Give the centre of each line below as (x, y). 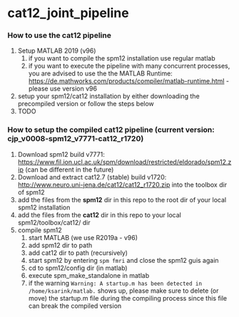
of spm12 (31, 192)
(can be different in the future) (69, 170)
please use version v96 (63, 89)
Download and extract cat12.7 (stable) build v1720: (92, 177)
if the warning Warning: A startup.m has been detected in (115, 283)
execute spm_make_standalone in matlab (89, 275)
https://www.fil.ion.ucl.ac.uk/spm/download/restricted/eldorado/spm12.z (124, 162)
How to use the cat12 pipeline (60, 36)
